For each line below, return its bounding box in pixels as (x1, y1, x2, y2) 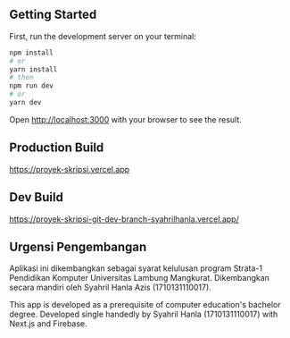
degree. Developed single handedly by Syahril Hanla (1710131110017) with (9, 308, 278, 320)
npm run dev (9, 81, 54, 90)
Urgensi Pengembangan (9, 239, 147, 254)
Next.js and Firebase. (9, 318, 87, 329)
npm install (9, 48, 54, 57)
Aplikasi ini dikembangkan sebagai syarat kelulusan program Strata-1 (9, 263, 263, 274)
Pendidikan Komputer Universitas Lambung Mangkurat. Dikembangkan (9, 273, 270, 283)
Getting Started (9, 7, 97, 22)
